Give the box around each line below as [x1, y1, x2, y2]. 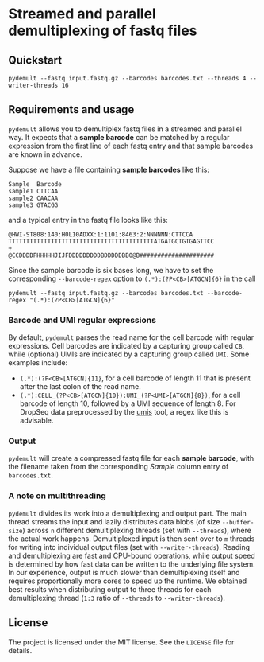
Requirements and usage [8, 103, 135, 116]
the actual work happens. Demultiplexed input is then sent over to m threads [8, 534, 255, 543]
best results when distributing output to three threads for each [8, 584, 212, 594]
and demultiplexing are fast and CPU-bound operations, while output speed [8, 551, 255, 560]
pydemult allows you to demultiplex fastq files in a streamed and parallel [8, 124, 242, 134]
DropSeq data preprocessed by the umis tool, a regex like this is [19, 407, 229, 417]
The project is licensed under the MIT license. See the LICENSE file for [8, 637, 235, 647]
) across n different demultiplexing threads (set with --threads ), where [22, 525, 252, 535]
